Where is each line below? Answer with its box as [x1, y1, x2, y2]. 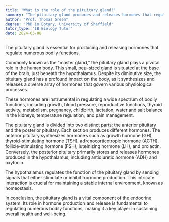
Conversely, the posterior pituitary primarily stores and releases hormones [5, 149, 159, 155]
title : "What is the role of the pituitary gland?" [5, 7, 116, 13]
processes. [5, 87, 29, 92]
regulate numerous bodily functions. [5, 50, 80, 56]
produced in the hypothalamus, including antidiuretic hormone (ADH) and [5, 154, 157, 160]
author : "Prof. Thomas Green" [5, 17, 69, 22]
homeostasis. [5, 185, 33, 191]
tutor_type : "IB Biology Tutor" [5, 26, 73, 31]
